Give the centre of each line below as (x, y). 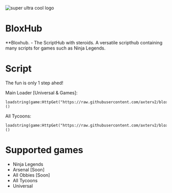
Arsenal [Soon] (28, 170)
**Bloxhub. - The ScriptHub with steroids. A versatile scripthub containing (84, 42)
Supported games (44, 150)
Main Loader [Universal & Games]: (41, 92)
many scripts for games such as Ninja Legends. (56, 48)
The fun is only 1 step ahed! (34, 83)
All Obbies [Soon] (31, 175)
